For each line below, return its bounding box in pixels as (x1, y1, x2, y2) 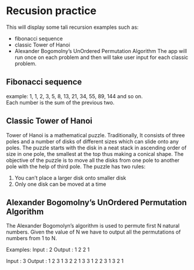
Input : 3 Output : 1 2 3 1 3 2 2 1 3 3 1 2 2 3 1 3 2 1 (6, 258, 124, 265)
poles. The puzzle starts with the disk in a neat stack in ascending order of (6, 144, 187, 151)
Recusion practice (6, 4, 97, 18)
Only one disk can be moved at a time (14, 181, 106, 188)
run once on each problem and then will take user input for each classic (14, 54, 189, 61)
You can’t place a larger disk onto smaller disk (14, 174, 126, 181)
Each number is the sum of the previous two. (6, 99, 115, 106)
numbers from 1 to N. (6, 235, 57, 242)
